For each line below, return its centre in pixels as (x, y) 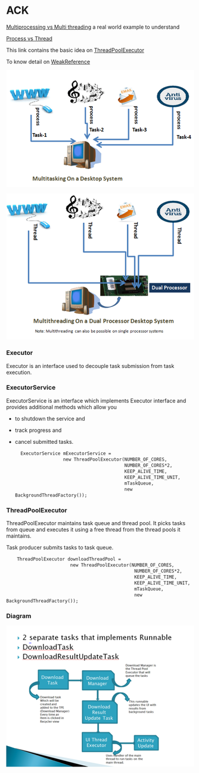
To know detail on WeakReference (48, 62)
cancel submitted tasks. (44, 441)
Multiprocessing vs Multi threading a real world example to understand (93, 27)
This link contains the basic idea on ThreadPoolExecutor (75, 50)
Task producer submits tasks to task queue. (60, 548)
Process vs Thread (29, 38)
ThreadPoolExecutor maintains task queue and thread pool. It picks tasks (96, 523)
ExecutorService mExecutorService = (66, 453)
